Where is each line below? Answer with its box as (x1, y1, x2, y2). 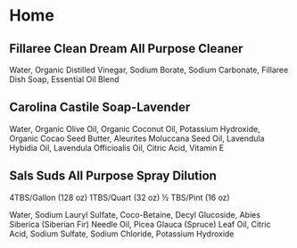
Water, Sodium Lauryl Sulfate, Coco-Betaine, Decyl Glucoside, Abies (9, 209, 261, 219)
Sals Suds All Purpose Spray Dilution (9, 169, 217, 184)
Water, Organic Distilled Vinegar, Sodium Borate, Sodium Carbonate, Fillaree (9, 64, 289, 75)
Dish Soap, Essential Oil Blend (9, 74, 120, 85)
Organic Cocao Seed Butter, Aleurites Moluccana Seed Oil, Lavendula (9, 133, 265, 144)
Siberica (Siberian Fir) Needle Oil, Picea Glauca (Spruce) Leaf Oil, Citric (9, 219, 271, 229)
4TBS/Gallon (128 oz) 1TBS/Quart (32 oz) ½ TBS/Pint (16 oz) (9, 192, 230, 203)
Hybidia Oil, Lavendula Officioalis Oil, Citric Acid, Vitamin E (9, 142, 225, 153)
